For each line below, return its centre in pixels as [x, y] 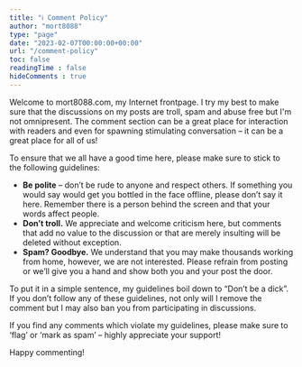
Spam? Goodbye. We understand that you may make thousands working [158, 252]
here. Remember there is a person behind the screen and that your [146, 204]
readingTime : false [48, 69]
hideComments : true [48, 77]
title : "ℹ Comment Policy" [59, 18]
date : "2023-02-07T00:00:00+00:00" [76, 43]
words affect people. [61, 214]
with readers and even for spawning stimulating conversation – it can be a [146, 131]
